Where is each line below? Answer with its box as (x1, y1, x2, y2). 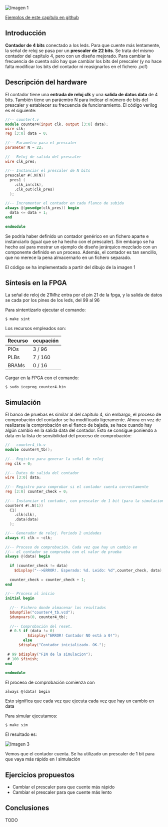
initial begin (5, 596, 35, 601)
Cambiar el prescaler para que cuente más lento (12, 789, 112, 795)
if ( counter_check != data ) (9, 564, 68, 569)
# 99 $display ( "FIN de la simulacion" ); (7, 652, 93, 657)
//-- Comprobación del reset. (9, 624, 72, 629)
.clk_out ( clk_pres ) (14, 187, 55, 192)
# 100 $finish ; (7, 656, 39, 661)
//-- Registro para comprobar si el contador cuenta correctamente (5, 484, 149, 489)
